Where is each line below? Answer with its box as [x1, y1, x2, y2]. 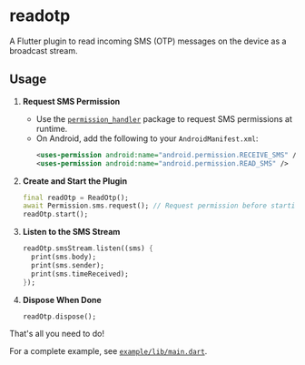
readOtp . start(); [22, 210, 89, 219]
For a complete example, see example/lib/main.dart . [9, 346, 208, 357]
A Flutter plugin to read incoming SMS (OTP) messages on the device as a [9, 35, 287, 46]
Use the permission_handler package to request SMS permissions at [35, 113, 292, 124]
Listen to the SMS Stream [22, 227, 121, 238]
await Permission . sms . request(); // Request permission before [22, 201, 268, 210]
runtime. [35, 123, 68, 134]
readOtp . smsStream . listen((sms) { [22, 244, 153, 253]
